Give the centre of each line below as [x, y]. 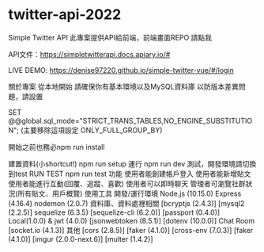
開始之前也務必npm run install [57, 147]
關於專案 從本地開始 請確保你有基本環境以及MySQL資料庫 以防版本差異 [123, 86]
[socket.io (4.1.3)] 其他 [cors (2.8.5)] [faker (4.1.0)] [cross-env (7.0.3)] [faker [131, 230]
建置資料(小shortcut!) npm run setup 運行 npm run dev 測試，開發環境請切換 [132, 163]
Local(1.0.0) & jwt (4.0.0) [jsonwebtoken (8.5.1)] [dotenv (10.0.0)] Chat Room [132, 220]
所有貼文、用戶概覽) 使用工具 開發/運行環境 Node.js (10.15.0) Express [130, 193]
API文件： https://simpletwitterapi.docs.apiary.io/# [89, 54]
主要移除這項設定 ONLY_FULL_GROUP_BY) [93, 130]
